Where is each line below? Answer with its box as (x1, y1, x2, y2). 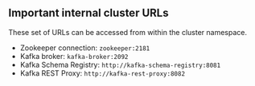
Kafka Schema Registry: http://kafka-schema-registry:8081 (19, 60, 221, 69)
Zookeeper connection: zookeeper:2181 (19, 43, 150, 53)
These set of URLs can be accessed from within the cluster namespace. (8, 27, 248, 37)
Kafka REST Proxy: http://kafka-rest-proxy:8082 (19, 68, 186, 78)
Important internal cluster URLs (8, 6, 169, 20)
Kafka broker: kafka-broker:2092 (19, 51, 129, 61)
